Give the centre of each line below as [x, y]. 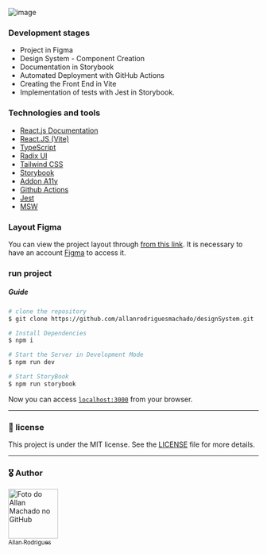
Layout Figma [35, 227]
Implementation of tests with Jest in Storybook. [97, 92]
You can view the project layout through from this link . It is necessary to [126, 244]
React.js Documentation [59, 130]
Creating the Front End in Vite [68, 84]
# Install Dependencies [48, 333]
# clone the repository [48, 311]
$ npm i [21, 341]
